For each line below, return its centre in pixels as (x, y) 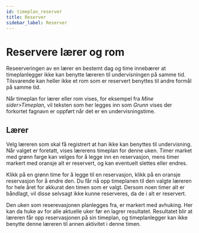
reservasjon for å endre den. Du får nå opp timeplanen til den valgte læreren (99, 181)
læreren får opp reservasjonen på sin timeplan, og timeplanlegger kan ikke (97, 218)
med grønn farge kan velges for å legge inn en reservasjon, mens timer (93, 157)
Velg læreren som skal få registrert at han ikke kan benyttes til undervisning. (99, 144)
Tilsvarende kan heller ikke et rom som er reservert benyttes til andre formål (99, 81)
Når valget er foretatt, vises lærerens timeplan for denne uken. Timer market (99, 151)
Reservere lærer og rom (65, 52)
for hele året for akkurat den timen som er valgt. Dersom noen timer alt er (96, 187)
